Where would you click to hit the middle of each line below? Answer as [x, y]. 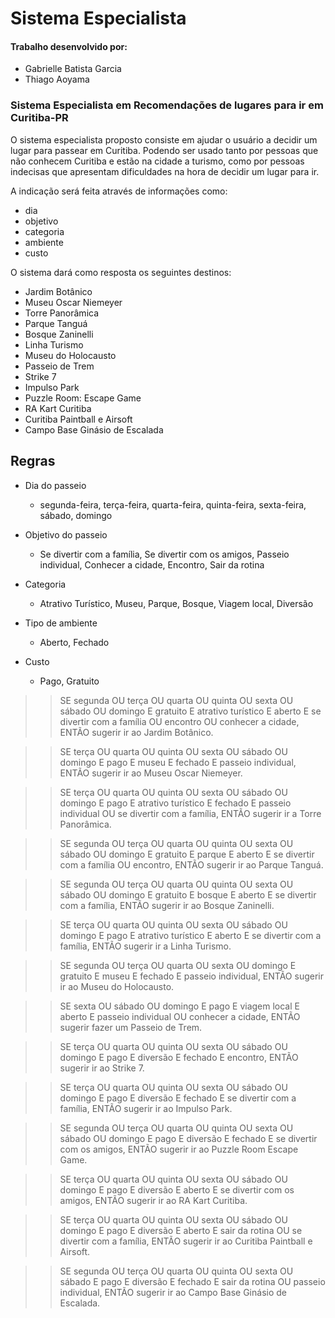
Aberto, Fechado [74, 642]
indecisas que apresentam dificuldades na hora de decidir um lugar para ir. [165, 171]
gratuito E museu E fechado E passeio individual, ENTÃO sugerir [191, 976]
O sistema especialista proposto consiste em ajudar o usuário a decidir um [164, 139]
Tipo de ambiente [61, 623]
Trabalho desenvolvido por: [69, 46]
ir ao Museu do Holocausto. [117, 986]
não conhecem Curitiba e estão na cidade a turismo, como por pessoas [157, 161]
